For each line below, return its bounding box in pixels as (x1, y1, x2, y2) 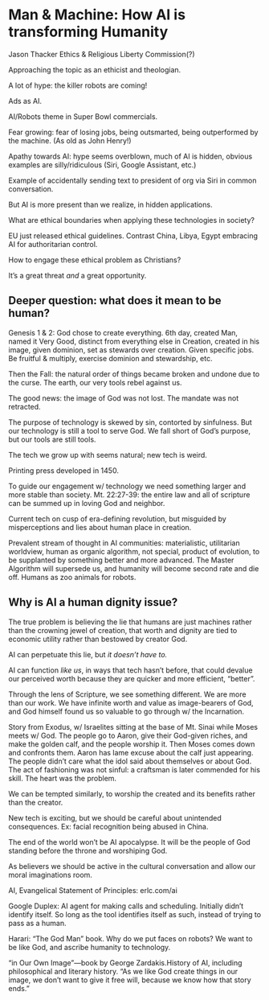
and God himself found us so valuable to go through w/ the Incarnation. (8, 706, 245, 716)
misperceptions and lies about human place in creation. (8, 522, 192, 532)
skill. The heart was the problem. (8, 773, 117, 783)
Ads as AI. (8, 96, 43, 105)
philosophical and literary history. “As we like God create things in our (8, 966, 238, 976)
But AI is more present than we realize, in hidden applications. (8, 200, 213, 209)
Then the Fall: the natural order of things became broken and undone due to (8, 368, 260, 379)
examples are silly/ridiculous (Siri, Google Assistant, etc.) (8, 159, 197, 170)
